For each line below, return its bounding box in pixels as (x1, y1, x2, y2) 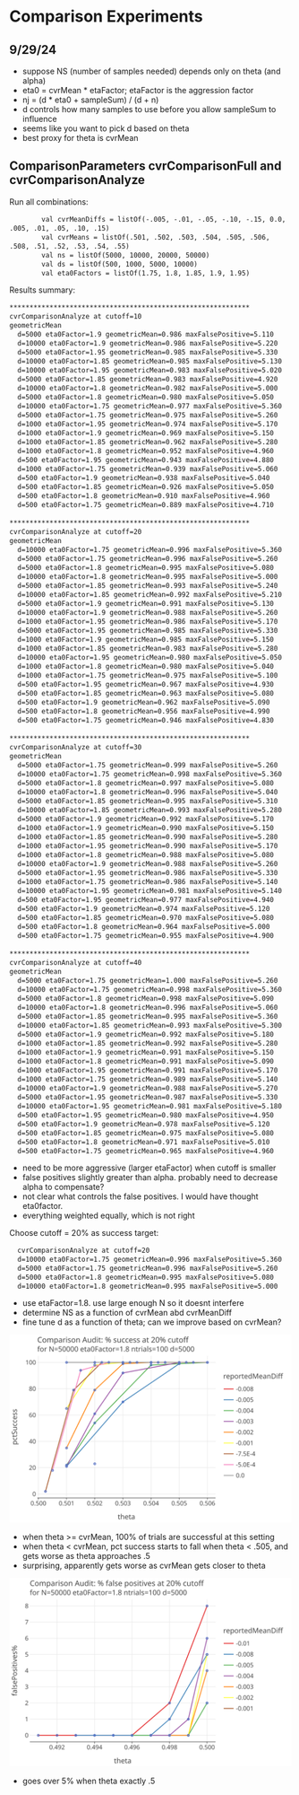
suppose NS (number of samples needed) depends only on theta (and (21, 66, 281, 76)
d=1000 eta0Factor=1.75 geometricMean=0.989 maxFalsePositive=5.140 (17, 1074, 278, 1083)
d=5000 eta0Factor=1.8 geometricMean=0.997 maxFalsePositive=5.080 (17, 778, 275, 787)
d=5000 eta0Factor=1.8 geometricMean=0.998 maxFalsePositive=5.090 (17, 994, 275, 1003)
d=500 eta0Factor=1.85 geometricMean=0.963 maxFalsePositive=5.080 (17, 688, 275, 697)
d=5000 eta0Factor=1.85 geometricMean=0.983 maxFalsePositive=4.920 (17, 374, 278, 383)
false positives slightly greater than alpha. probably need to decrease (21, 1171, 278, 1182)
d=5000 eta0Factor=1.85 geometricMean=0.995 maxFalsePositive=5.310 (17, 796, 278, 805)
